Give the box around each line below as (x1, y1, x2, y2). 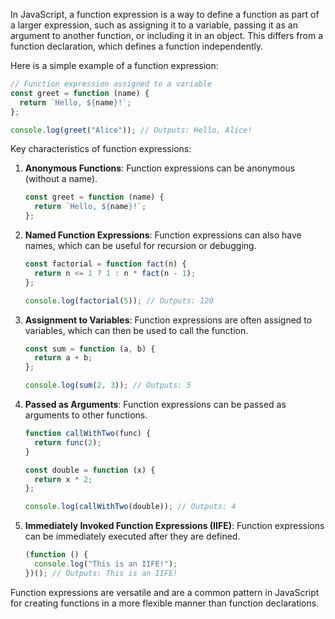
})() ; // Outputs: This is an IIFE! (24, 568, 178, 578)
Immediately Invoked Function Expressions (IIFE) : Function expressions (24, 520, 325, 532)
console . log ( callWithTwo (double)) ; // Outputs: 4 (24, 502, 237, 512)
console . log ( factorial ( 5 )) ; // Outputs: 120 (24, 295, 214, 306)
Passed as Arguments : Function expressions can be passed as (24, 399, 287, 410)
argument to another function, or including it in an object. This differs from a (10, 30, 324, 41)
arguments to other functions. (24, 409, 148, 421)
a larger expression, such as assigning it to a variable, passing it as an (10, 19, 298, 31)
